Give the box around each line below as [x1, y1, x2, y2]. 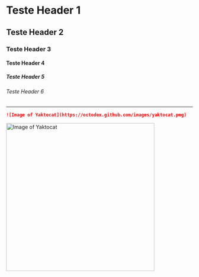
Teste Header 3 [6, 45, 52, 53]
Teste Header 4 [6, 60, 45, 67]
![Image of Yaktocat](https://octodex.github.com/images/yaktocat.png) [6, 112, 187, 118]
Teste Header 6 [6, 88, 44, 95]
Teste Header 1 [6, 4, 81, 17]
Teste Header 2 [6, 27, 64, 37]
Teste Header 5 [6, 73, 45, 80]
